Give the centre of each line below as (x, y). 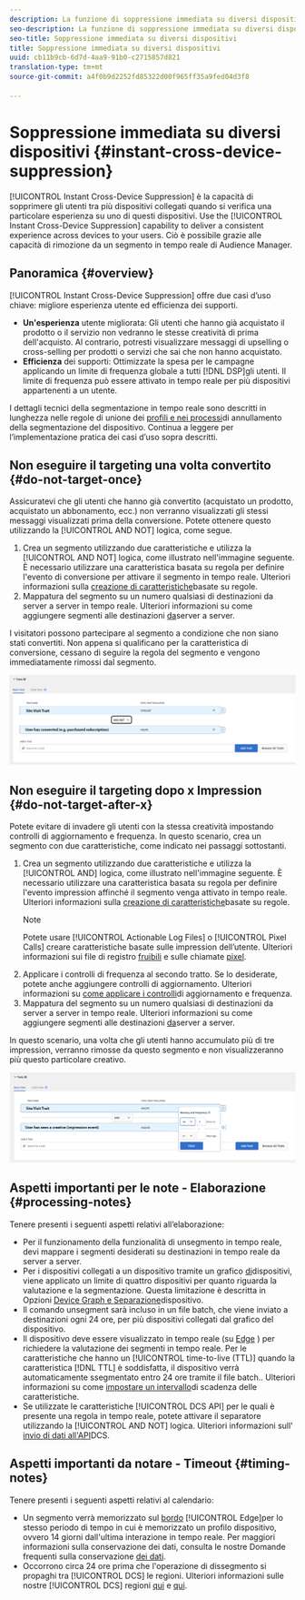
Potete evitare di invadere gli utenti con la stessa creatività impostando (142, 827)
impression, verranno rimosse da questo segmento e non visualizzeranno (147, 1050)
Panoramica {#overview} (82, 273)
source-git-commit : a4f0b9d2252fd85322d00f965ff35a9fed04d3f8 (129, 77)
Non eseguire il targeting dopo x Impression (136, 790)
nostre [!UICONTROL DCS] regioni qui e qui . (105, 1585)
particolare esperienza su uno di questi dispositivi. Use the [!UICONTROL (146, 216)
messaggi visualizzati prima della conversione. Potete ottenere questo (140, 521)
